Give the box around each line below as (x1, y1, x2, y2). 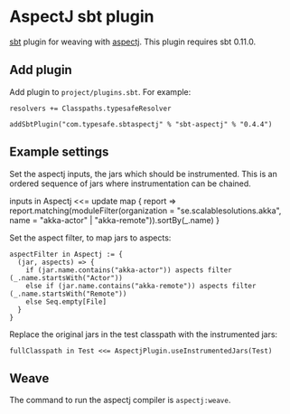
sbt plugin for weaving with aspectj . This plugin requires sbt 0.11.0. (9, 36, 257, 47)
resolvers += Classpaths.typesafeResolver (9, 104, 172, 113)
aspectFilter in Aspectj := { (9, 249, 124, 259)
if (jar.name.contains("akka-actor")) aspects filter (25, 265, 232, 275)
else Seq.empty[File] (25, 296, 107, 306)
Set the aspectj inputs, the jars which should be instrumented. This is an (9, 168, 277, 179)
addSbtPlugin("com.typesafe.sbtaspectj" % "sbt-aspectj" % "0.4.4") (9, 119, 273, 128)
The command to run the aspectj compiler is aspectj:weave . (9, 395, 231, 406)
